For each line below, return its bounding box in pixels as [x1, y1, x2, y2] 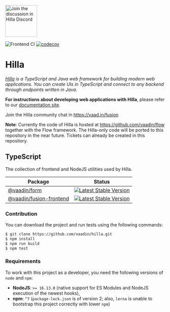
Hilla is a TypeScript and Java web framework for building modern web [5, 75, 155, 81]
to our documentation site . [5, 102, 61, 108]
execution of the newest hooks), [12, 290, 80, 296]
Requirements [5, 258, 41, 265]
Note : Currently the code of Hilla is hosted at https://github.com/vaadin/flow [5, 121, 165, 127]
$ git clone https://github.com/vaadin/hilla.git [5, 232, 113, 237]
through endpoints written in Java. [5, 87, 78, 93]
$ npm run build [5, 241, 40, 246]
